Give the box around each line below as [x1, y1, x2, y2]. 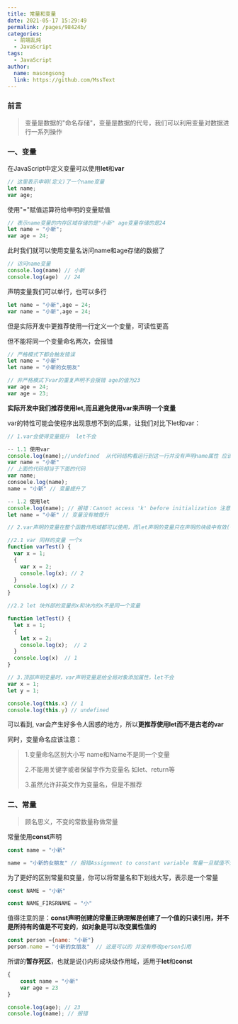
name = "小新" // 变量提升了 [7, 485, 86, 493]
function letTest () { [7, 615, 72, 622]
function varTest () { [7, 544, 72, 551]
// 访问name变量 [7, 260, 51, 268]
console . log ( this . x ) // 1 [7, 699, 84, 707]
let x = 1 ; [13, 621, 46, 629]
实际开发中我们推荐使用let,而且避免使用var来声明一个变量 [7, 403, 176, 412]
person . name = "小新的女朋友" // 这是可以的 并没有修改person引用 [7, 943, 191, 950]
